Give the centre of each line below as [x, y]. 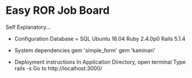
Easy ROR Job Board [57, 10]
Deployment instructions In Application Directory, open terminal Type [100, 62]
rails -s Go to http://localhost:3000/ [58, 68]
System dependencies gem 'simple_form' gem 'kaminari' [85, 50]
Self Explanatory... [28, 27]
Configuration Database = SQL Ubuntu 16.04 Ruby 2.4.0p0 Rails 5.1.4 [100, 38]
